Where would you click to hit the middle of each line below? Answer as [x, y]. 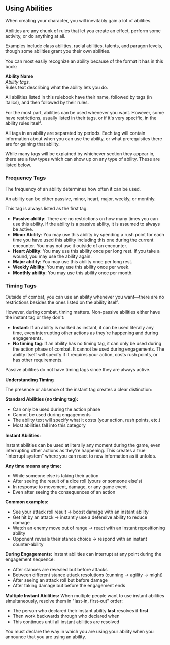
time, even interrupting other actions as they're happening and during [85, 333]
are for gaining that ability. [32, 144]
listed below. [19, 165]
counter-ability [28, 544]
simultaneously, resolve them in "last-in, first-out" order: [64, 601]
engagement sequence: [30, 559]
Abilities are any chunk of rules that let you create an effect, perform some [83, 31]
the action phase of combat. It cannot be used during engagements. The [89, 349]
